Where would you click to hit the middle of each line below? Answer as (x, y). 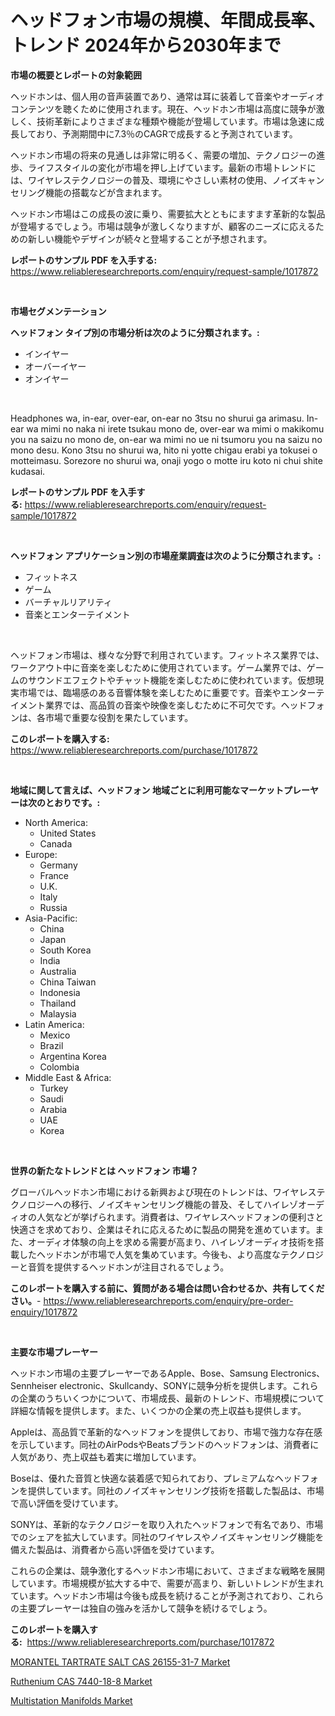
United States (68, 833)
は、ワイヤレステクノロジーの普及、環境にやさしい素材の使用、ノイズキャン (167, 180)
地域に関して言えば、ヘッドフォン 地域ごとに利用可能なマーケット (147, 790)
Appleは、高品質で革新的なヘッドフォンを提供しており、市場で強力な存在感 (166, 1432)
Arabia (53, 1109)
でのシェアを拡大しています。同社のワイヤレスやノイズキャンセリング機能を (167, 1537)
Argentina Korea (73, 1056)
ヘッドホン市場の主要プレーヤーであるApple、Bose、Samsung (139, 1373)
